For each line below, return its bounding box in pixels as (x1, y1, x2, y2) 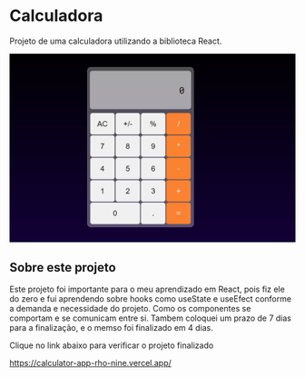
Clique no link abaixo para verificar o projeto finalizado (9, 340, 214, 351)
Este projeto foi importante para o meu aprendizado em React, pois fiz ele (9, 283, 286, 295)
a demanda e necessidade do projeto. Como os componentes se (9, 303, 251, 314)
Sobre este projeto (9, 260, 116, 275)
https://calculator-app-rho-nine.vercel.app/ (9, 358, 172, 369)
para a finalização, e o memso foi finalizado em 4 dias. (9, 322, 213, 333)
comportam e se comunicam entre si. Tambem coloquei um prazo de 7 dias (9, 313, 292, 323)
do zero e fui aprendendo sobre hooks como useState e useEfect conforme (9, 293, 292, 304)
